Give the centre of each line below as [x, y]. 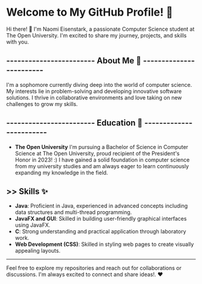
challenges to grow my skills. [42, 104]
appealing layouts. [38, 251]
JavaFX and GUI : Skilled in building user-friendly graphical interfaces [101, 219]
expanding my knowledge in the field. [61, 172]
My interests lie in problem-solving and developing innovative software [94, 91]
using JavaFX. [32, 225]
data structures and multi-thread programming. [73, 212]
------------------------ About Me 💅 [74, 61]
